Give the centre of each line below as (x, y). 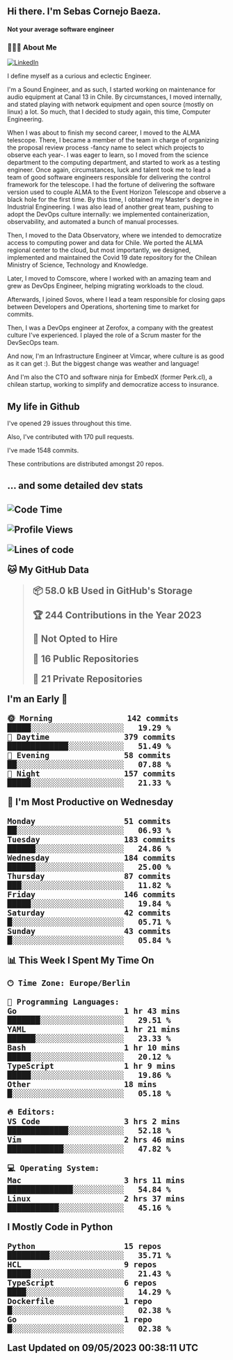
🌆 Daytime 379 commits (91, 737)
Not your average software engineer (61, 29)
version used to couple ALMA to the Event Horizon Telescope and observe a (116, 192)
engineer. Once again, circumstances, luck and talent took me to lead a (109, 170)
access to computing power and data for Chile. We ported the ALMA (105, 243)
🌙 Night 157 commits (91, 773)
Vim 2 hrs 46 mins (96, 1139)
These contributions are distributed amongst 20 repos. (86, 464)
